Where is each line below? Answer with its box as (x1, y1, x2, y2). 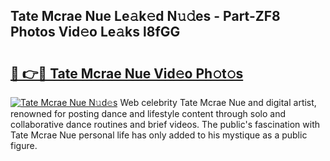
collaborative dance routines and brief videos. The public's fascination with (10, 119, 321, 130)
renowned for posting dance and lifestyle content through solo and (10, 108, 286, 119)
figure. (10, 140, 38, 151)
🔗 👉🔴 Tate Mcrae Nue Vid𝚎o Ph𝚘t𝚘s (10, 65, 244, 82)
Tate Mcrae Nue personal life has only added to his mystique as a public (10, 129, 308, 141)
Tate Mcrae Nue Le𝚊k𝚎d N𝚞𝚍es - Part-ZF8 (10, 8, 281, 25)
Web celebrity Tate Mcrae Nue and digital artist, (119, 97, 317, 108)
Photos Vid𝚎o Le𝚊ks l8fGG (10, 24, 181, 41)
